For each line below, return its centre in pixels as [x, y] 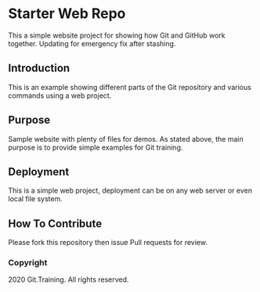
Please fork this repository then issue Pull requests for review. [108, 243]
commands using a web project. [60, 96]
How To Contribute [55, 224]
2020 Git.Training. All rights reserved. [69, 279]
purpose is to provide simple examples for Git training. [96, 147]
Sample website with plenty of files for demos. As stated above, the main [126, 139]
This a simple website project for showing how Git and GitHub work [117, 35]
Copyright [28, 263]
